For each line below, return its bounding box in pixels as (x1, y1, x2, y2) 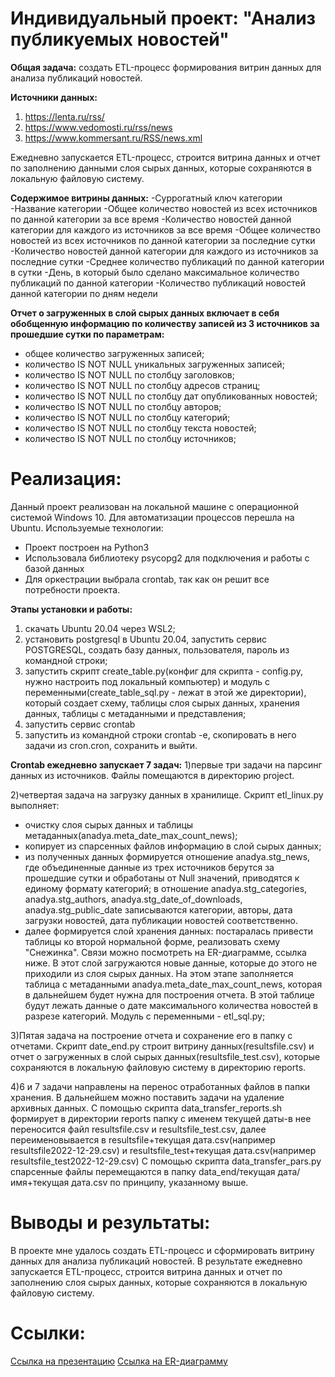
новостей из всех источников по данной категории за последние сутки (10, 234, 316, 246)
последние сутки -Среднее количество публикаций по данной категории (10, 255, 325, 267)
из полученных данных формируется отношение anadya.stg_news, (24, 850, 311, 862)
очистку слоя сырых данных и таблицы (24, 818, 194, 831)
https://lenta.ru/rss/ (24, 110, 105, 122)
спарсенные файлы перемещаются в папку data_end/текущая (10, 1165, 276, 1177)
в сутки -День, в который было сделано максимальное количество (10, 266, 300, 278)
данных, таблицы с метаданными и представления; (24, 707, 247, 719)
